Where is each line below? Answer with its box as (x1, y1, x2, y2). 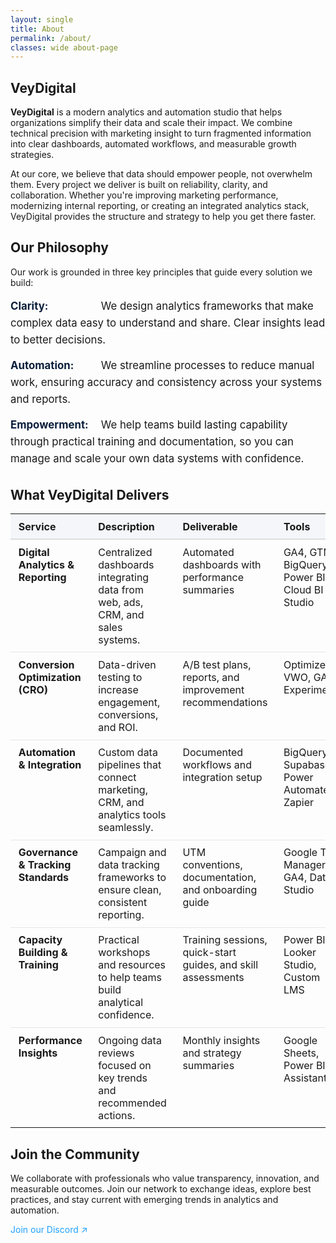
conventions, (182, 858, 243, 872)
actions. (98, 1108, 136, 1122)
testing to (98, 670, 143, 684)
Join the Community (10, 1146, 140, 1163)
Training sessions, (182, 933, 268, 947)
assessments (182, 971, 245, 985)
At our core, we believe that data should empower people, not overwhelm (10, 168, 313, 180)
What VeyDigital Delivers (10, 486, 170, 503)
